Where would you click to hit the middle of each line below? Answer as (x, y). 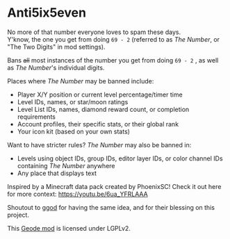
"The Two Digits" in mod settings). (56, 47)
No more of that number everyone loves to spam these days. (94, 32)
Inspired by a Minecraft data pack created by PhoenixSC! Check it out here (114, 186)
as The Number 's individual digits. (56, 67)
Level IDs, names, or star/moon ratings (73, 101)
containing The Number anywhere (66, 165)
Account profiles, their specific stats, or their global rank (98, 124)
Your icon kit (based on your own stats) (74, 131)
